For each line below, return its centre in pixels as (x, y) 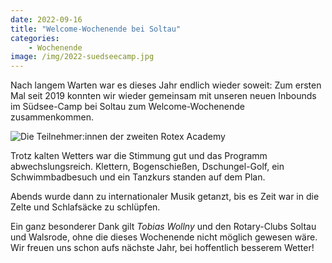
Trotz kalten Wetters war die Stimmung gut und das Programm (139, 156)
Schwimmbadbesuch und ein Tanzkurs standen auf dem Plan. (138, 177)
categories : (35, 38)
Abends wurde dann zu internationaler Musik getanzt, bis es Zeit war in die (165, 197)
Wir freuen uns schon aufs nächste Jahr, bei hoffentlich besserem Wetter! (162, 248)
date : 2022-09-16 (46, 19)
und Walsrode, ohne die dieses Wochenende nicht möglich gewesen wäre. (164, 237)
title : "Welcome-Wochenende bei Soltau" (96, 29)
